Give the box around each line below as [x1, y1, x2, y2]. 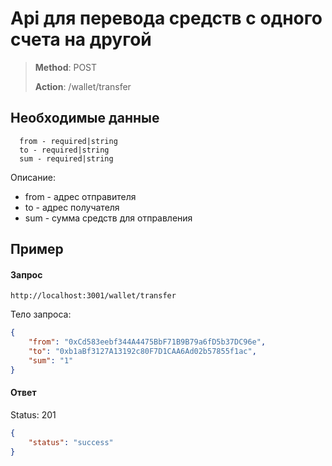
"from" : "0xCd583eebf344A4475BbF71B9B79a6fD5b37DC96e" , [28, 337, 267, 347]
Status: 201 [10, 408, 57, 421]
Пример [10, 241, 64, 258]
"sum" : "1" [28, 355, 74, 366]
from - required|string [19, 136, 118, 146]
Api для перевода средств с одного [10, 7, 323, 30]
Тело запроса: [10, 308, 72, 321]
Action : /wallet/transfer [34, 80, 132, 92]
